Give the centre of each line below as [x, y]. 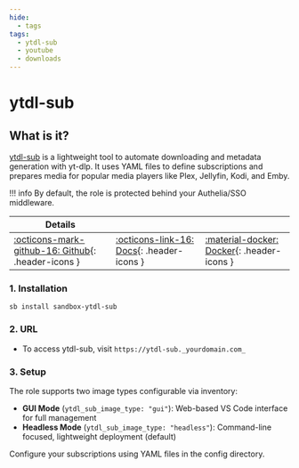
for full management [59, 417]
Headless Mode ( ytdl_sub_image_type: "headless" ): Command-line [147, 427]
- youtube [35, 51]
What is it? [39, 136]
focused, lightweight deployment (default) [99, 436]
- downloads [40, 59]
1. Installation [39, 288]
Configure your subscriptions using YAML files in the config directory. [137, 454]
